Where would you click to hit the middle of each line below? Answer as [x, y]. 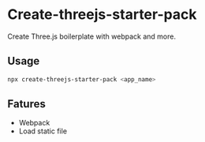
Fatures [27, 104]
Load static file [43, 131]
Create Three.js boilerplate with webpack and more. [92, 36]
